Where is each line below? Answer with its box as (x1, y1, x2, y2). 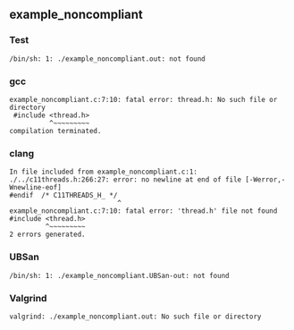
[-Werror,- (245, 175, 286, 184)
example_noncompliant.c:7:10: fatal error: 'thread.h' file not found (9, 207, 278, 216)
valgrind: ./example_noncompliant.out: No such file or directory (9, 312, 262, 321)
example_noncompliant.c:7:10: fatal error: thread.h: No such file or (9, 95, 278, 104)
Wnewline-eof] (9, 183, 63, 192)
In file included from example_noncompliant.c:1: (9, 167, 198, 177)
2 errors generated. (9, 230, 87, 240)
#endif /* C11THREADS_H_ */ (9, 191, 118, 200)
